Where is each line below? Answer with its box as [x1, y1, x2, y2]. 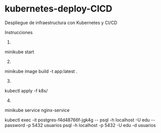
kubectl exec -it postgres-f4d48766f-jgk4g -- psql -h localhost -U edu [4, 116, 150, 123]
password [4, 122, 25, 128]
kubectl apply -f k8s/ [4, 87, 48, 93]
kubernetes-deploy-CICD [4, 3, 112, 15]
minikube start [4, 49, 34, 55]
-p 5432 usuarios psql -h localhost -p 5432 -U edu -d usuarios [26, 122, 156, 128]
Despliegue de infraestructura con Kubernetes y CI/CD [4, 20, 117, 26]
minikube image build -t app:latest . [4, 68, 78, 74]
